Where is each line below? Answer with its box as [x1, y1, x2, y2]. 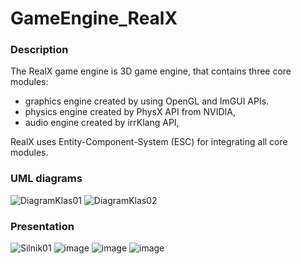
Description [10, 43, 69, 57]
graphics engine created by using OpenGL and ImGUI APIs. [24, 95, 270, 107]
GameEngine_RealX [10, 7, 178, 30]
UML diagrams [10, 172, 83, 186]
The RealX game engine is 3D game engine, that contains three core [10, 65, 292, 77]
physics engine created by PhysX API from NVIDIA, [24, 106, 237, 118]
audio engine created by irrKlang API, [24, 117, 180, 129]
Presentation [10, 219, 75, 233]
